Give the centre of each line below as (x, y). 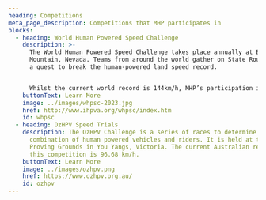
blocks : (21, 30)
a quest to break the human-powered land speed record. (123, 67)
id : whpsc (39, 118)
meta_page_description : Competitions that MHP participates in (115, 23)
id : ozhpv (39, 184)
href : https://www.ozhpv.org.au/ (78, 176)
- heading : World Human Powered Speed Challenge (97, 38)
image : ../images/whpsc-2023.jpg (78, 103)
